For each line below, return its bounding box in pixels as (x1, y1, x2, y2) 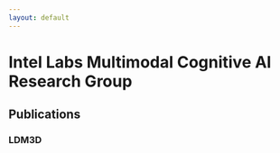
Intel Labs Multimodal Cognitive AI (8, 51, 272, 72)
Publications (8, 107, 81, 122)
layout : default (8, 13, 70, 22)
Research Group (8, 71, 133, 91)
